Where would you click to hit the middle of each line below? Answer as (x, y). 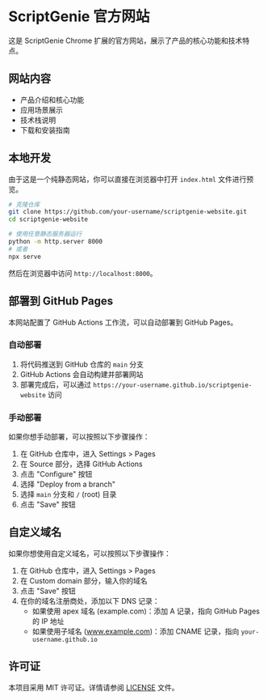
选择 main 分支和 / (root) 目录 (68, 494)
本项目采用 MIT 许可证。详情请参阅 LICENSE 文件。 (94, 687)
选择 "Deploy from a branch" (67, 484)
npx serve (25, 257)
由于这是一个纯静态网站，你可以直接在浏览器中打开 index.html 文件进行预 (131, 179)
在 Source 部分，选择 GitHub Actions (81, 464)
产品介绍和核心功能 (52, 100)
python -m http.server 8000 (56, 242)
